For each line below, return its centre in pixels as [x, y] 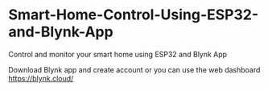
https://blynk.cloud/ [41, 78]
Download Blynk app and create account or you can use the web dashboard [134, 69]
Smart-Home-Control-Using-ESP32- [134, 15]
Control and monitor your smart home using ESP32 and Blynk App [118, 54]
